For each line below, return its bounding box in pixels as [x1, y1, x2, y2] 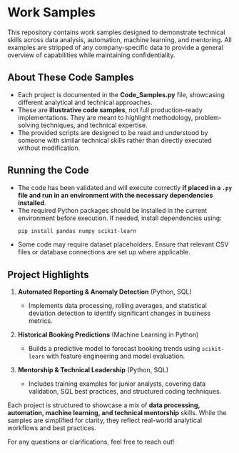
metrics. [28, 317, 53, 325]
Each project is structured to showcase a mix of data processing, [7, 401, 200, 409]
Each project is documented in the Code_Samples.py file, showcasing [17, 90, 225, 99]
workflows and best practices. [7, 424, 96, 432]
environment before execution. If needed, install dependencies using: [17, 214, 223, 222]
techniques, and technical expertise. [41, 121, 148, 129]
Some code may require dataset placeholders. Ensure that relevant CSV [17, 240, 229, 249]
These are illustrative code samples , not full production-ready [17, 105, 203, 114]
